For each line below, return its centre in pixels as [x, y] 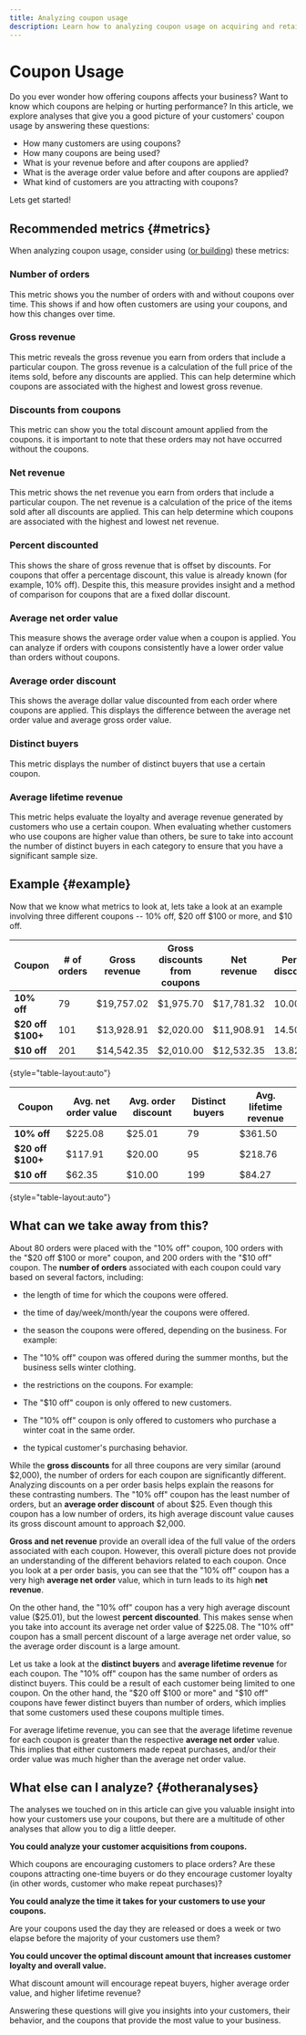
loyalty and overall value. [58, 1966]
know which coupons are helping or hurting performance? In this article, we [152, 107]
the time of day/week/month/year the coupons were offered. [136, 1312]
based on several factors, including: [76, 1277]
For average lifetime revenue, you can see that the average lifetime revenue [151, 1729]
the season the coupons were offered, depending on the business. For [154, 1330]
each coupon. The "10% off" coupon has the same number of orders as [144, 1673]
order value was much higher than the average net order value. [128, 1758]
